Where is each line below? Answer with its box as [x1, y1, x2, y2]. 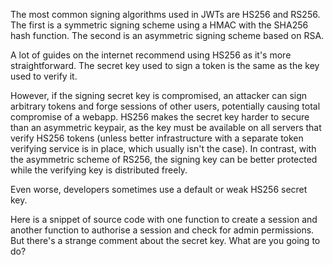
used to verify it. [10, 70, 78, 82]
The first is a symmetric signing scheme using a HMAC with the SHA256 [10, 19, 309, 31]
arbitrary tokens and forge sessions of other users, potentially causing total [10, 100, 321, 112]
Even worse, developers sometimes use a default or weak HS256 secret [10, 184, 308, 195]
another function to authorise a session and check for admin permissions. [10, 224, 315, 236]
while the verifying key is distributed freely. [10, 164, 188, 176]
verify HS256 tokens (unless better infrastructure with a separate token [10, 132, 304, 144]
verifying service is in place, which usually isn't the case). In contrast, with [10, 143, 317, 154]
